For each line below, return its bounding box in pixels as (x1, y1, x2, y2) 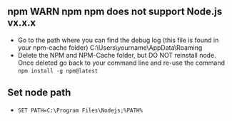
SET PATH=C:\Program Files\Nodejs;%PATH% (17, 107, 143, 114)
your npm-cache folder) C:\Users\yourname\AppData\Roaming (17, 43, 203, 52)
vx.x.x (7, 17, 36, 29)
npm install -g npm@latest (17, 67, 99, 74)
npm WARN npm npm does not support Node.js (7, 6, 223, 18)
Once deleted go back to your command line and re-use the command (17, 58, 225, 67)
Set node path (7, 87, 71, 99)
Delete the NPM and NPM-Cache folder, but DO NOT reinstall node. (17, 51, 216, 59)
